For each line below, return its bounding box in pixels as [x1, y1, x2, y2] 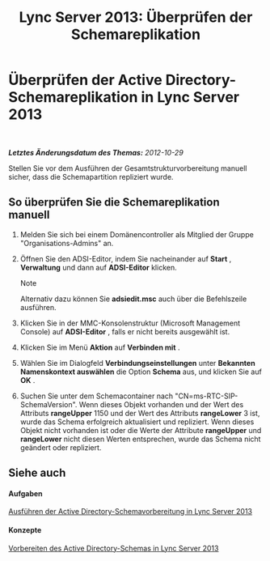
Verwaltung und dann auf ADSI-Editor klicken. [19, 262, 177, 272]
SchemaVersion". [19, 399, 78, 409]
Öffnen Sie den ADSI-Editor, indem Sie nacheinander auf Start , [19, 253, 232, 263]
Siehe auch [8, 466, 66, 480]
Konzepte [8, 525, 42, 534]
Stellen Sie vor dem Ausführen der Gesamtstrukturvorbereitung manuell [8, 163, 247, 173]
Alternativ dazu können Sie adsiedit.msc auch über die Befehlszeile [19, 294, 247, 304]
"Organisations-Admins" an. [19, 238, 114, 248]
